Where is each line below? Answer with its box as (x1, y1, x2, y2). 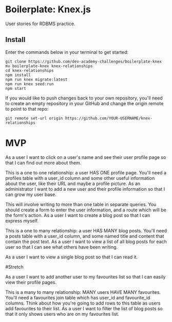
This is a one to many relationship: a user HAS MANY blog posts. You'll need (5, 227, 167, 234)
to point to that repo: (5, 106, 49, 112)
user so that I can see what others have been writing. (5, 244, 118, 250)
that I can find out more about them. (5, 159, 82, 166)
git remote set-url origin (5, 115, 63, 121)
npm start (5, 86, 27, 91)
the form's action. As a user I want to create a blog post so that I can (5, 212, 150, 218)
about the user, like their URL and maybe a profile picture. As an (5, 180, 141, 187)
